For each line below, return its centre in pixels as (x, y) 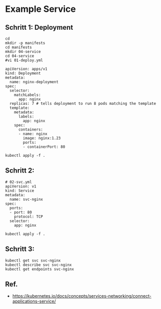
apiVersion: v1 (21, 186)
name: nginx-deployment (34, 82)
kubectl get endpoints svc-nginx (40, 269)
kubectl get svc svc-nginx (33, 261)
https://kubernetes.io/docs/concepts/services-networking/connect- (82, 296)
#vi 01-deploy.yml (24, 60)
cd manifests (19, 47)
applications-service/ (34, 301)
